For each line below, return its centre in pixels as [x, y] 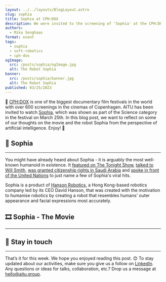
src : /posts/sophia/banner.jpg [42, 78]
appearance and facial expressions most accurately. [58, 201]
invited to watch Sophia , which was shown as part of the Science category [81, 112]
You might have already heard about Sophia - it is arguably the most [74, 160]
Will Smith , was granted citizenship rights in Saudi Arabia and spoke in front [82, 170]
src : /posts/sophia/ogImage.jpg [43, 65]
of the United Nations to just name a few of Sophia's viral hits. [68, 176]
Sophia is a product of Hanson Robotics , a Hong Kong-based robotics [76, 185]
